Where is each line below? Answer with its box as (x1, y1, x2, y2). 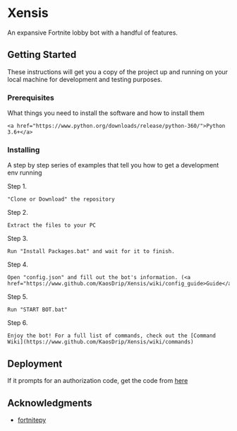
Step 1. (7, 182, 27, 191)
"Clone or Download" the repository (7, 196, 115, 203)
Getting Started (7, 49, 77, 61)
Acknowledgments (7, 397, 93, 409)
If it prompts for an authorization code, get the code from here (7, 377, 188, 385)
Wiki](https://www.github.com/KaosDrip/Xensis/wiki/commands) (7, 338, 194, 346)
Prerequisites (7, 93, 54, 102)
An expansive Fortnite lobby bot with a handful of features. (7, 28, 178, 37)
